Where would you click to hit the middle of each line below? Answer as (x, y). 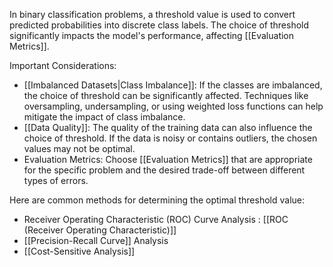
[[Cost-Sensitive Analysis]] (79, 251)
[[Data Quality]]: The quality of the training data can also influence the (168, 127)
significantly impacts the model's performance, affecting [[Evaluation (152, 35)
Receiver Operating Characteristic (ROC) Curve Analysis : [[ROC (156, 219)
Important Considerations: (63, 65)
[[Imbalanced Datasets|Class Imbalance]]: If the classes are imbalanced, (173, 85)
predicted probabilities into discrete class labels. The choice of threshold (159, 25)
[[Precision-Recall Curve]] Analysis (96, 240)
